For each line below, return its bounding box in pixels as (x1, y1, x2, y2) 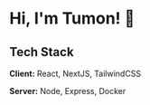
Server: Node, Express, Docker (9, 86, 127, 96)
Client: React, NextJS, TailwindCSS (9, 68, 142, 79)
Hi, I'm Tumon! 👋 (9, 8, 136, 29)
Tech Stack (9, 44, 74, 60)
